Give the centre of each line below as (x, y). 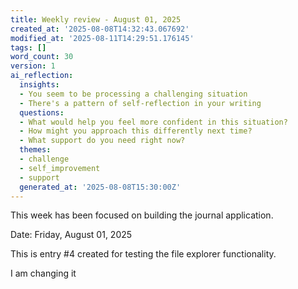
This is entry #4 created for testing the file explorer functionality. (143, 254)
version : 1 (33, 66)
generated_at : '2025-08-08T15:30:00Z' (100, 187)
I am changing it (43, 273)
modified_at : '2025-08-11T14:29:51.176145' (102, 38)
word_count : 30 (42, 57)
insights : (39, 85)
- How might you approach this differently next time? (136, 131)
